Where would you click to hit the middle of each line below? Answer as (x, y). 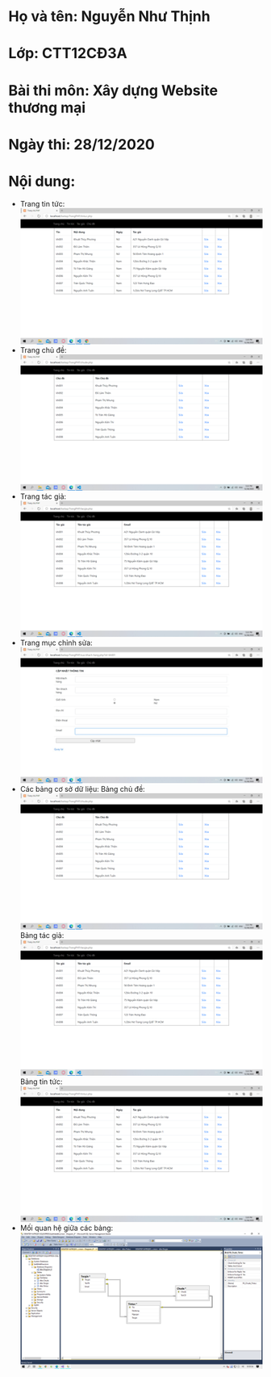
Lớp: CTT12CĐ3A (68, 54)
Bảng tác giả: (42, 935)
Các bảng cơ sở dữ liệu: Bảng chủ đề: (82, 789)
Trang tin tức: (42, 203)
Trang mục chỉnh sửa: (56, 643)
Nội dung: (42, 181)
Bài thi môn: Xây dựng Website (113, 90)
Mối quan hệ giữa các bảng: (67, 1228)
